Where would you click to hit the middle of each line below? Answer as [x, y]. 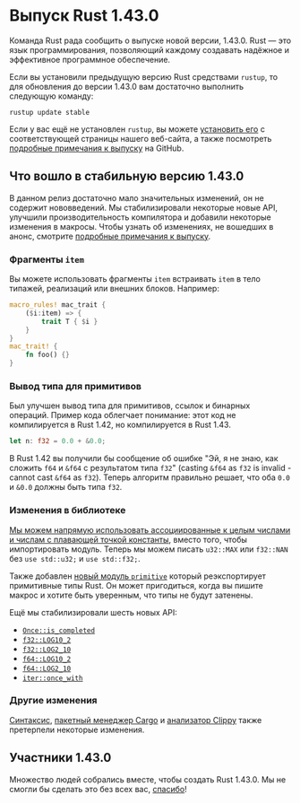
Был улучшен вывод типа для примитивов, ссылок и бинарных [130, 406]
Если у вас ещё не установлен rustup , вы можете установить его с [137, 129]
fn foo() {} [47, 355]
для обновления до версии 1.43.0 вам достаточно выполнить [127, 86]
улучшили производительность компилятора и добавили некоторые [140, 217]
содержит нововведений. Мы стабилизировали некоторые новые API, [143, 207]
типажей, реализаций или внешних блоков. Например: [114, 289]
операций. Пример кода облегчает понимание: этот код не [123, 415]
